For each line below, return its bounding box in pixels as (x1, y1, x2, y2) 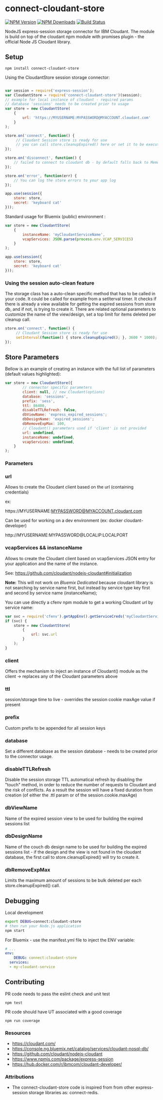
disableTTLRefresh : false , (22, 408, 77, 413)
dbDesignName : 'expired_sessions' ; (22, 417, 95, 422)
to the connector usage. (5, 753, 53, 759)
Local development (5, 910, 44, 915)
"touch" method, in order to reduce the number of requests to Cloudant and (5, 782, 157, 788)
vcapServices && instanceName (5, 544, 82, 551)
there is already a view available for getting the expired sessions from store (5, 301, 155, 307)
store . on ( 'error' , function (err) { (5, 173, 77, 178)
